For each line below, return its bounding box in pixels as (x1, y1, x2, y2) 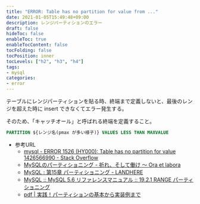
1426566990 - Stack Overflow (23, 154, 98, 161)
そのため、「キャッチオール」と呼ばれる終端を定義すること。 (6, 118, 155, 125)
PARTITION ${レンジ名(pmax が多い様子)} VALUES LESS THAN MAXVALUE (6, 130, 169, 136)
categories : (6, 75, 36, 81)
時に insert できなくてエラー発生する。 (32, 105, 127, 112)
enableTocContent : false (6, 42, 68, 48)
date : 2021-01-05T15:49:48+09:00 (6, 14, 89, 20)
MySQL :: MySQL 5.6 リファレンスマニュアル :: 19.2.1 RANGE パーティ (23, 176, 194, 183)
